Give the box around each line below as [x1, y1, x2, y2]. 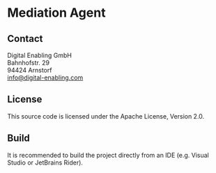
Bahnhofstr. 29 [7, 59, 50, 67]
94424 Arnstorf [7, 66, 52, 74]
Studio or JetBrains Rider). [7, 158, 84, 167]
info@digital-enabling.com [7, 73, 84, 82]
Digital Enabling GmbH [7, 51, 72, 59]
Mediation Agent [7, 5, 106, 21]
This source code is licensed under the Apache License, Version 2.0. [7, 112, 205, 120]
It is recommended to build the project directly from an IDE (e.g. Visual [7, 151, 209, 159]
